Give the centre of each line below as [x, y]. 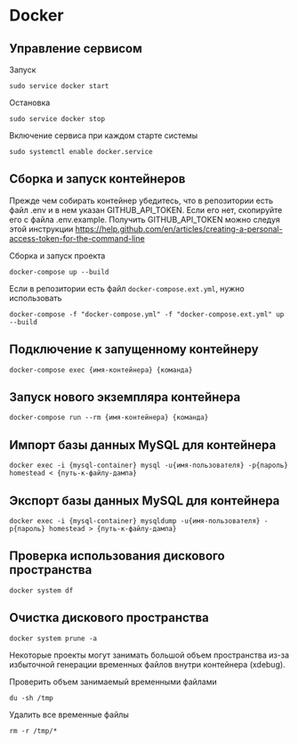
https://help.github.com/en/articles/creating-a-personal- [179, 229]
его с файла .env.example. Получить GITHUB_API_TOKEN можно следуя [145, 219]
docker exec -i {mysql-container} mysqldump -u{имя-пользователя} [135, 521]
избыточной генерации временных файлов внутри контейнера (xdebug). [148, 664]
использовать [36, 298]
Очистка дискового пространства [109, 618]
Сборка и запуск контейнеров [97, 179]
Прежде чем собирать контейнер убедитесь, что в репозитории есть [141, 200]
